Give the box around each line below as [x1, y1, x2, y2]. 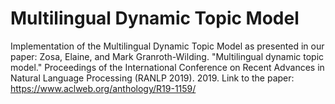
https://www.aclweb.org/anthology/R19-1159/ [10, 82, 197, 94]
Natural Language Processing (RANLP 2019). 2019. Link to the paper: [10, 72, 295, 84]
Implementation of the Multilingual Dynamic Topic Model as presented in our [10, 40, 325, 52]
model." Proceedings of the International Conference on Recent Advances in [10, 61, 325, 73]
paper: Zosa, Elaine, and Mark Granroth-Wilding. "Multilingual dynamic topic [10, 50, 325, 62]
